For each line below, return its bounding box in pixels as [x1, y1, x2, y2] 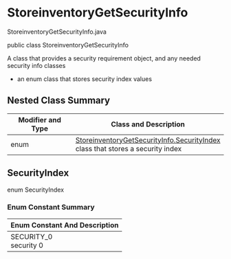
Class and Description [111, 119, 186, 128]
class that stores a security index [75, 144, 182, 153]
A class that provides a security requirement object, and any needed [7, 54, 201, 63]
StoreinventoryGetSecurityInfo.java [7, 27, 107, 36]
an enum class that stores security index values [16, 74, 153, 83]
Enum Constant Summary [7, 203, 95, 212]
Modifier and [18, 115, 62, 124]
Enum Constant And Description [10, 220, 119, 229]
